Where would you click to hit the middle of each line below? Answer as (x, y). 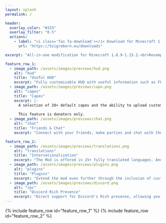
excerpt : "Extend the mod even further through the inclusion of (83, 178)
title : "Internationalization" (46, 155)
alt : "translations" (35, 151)
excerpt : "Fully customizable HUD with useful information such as (85, 82)
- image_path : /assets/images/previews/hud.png (60, 69)
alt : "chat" (26, 124)
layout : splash (21, 10)
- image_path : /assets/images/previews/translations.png (69, 146)
